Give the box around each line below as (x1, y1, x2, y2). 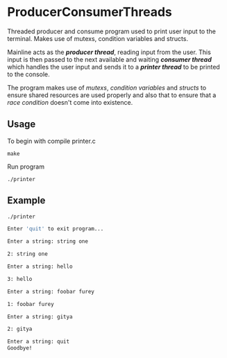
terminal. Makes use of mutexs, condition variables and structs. (7, 34, 189, 42)
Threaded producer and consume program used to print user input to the (7, 27, 217, 35)
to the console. (7, 70, 50, 78)
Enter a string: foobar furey (7, 288, 95, 295)
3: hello (7, 275, 33, 282)
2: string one (7, 250, 49, 257)
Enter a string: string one (7, 238, 89, 245)
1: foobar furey (7, 300, 54, 307)
